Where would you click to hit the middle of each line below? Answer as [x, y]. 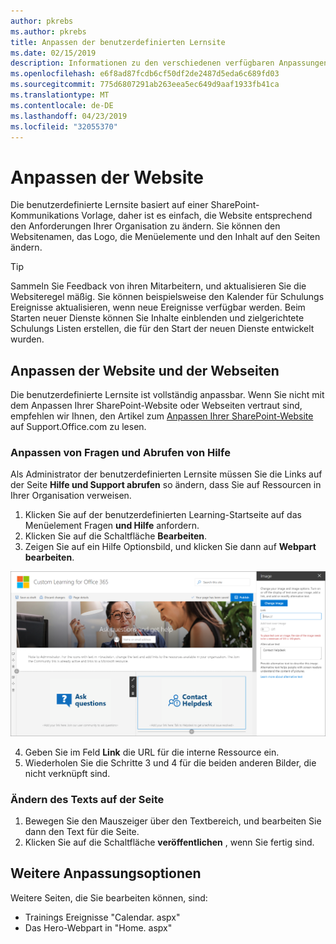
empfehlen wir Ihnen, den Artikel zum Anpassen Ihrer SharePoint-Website [162, 416]
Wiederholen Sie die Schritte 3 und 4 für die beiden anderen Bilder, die [170, 762]
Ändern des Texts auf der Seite [87, 799]
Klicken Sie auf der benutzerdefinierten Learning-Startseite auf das [163, 515]
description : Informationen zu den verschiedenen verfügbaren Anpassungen [169, 63]
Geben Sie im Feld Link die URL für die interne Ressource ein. [152, 752]
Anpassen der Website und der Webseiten [145, 370]
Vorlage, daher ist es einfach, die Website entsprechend [197, 216]
